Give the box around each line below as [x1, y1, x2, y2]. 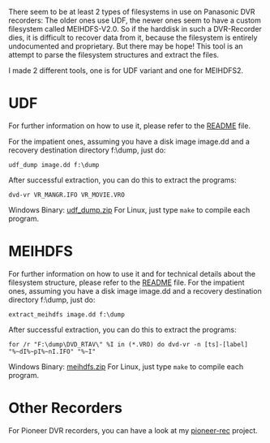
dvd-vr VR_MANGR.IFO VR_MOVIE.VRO [8, 191, 126, 199]
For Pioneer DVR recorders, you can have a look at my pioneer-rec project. [8, 425, 258, 435]
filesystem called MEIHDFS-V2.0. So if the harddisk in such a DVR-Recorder [8, 24, 262, 33]
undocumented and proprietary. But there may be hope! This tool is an [8, 41, 243, 51]
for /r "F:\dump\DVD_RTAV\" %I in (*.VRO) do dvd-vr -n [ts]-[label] [8, 340, 249, 348]
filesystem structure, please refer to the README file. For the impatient [8, 277, 245, 287]
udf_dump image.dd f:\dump [8, 161, 100, 169]
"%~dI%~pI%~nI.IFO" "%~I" [8, 347, 96, 355]
